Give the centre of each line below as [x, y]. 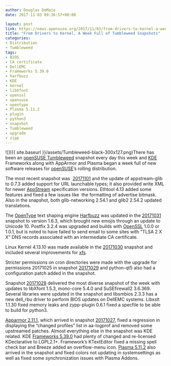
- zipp [12, 138]
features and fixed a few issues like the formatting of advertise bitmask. [81, 195]
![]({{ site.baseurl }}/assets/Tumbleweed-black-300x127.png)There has [80, 152]
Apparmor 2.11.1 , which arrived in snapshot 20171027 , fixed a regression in [83, 320]
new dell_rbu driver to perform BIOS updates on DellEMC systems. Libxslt [82, 300]
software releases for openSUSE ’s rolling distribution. [61, 168]
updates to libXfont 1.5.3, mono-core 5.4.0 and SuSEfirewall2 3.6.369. [78, 288]
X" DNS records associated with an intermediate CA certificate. [72, 237]
